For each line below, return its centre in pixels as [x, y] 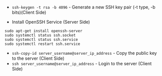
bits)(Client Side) [29, 12]
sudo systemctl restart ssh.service [42, 44]
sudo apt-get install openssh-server [44, 31]
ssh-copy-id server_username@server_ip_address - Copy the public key [84, 53]
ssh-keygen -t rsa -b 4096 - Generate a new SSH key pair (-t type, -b [83, 7]
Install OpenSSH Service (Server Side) [51, 22]
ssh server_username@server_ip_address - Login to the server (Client [82, 63]
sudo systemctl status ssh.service [41, 39]
